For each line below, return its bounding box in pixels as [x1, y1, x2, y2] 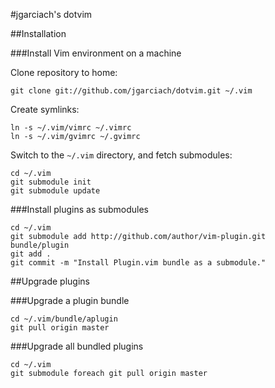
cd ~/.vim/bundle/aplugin [10, 314, 118, 324]
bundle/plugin [10, 240, 70, 250]
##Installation [10, 28, 67, 39]
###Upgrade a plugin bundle [10, 295, 130, 306]
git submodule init [10, 177, 92, 187]
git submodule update [10, 186, 101, 196]
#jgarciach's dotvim [10, 9, 93, 20]
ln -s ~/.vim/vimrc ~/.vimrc [10, 123, 132, 133]
